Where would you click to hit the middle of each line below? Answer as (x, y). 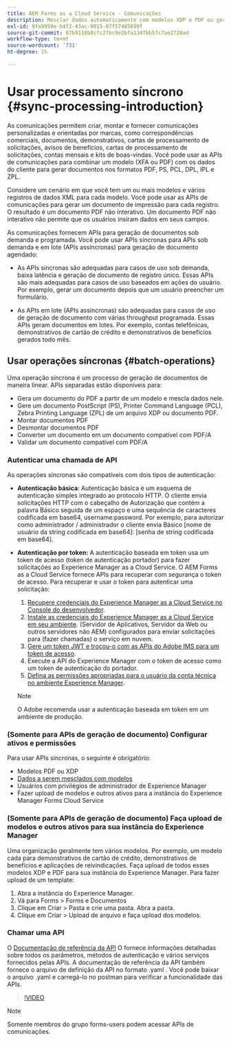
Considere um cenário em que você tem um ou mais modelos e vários (106, 190)
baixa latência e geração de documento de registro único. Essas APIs (115, 275)
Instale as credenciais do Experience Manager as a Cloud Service (120, 617)
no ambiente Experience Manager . (76, 683)
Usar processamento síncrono (95, 92)
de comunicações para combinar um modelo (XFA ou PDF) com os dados (111, 162)
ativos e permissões (42, 743)
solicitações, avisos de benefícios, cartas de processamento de (97, 147)
